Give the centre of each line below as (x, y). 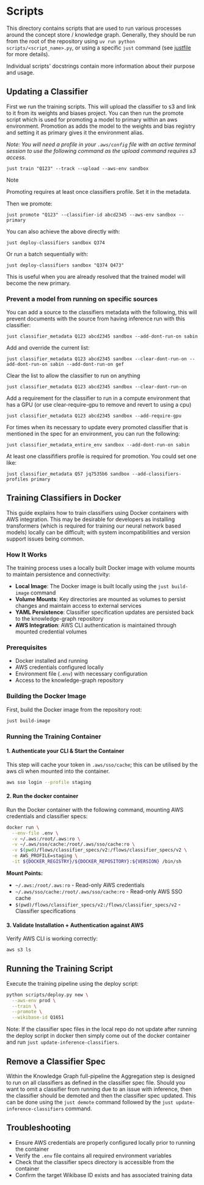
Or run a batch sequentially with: (47, 254)
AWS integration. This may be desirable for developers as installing (91, 519)
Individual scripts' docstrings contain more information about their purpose (101, 66)
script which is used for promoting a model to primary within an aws (92, 119)
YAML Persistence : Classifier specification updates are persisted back (104, 612)
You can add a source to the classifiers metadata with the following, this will (102, 312)
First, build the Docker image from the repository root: (74, 709)
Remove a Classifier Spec (56, 1061)
